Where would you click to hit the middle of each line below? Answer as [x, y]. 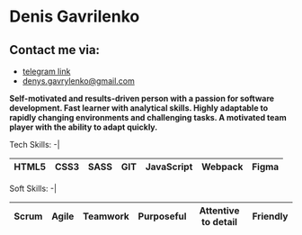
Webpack [222, 167]
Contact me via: [55, 50]
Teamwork [106, 216]
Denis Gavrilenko [75, 17]
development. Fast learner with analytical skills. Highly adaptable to [139, 108]
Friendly [270, 216]
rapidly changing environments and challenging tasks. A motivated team [148, 117]
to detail [220, 222]
